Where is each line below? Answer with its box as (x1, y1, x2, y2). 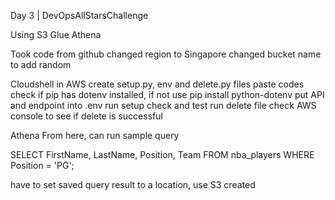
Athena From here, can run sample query (10, 130, 180, 141)
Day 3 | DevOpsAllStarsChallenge (10, 10, 149, 21)
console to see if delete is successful (10, 110, 163, 122)
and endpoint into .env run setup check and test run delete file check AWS (10, 100, 317, 111)
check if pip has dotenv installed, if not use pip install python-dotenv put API (10, 89, 325, 100)
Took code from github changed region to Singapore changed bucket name (10, 48, 322, 60)
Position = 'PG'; (10, 160, 75, 171)
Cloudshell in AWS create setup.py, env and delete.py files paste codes (10, 78, 305, 90)
